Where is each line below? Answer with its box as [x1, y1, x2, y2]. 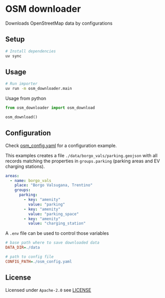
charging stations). [5, 163, 45, 170]
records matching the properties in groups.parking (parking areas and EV [5, 158, 160, 164]
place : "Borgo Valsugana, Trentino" [14, 183, 93, 188]
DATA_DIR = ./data [5, 245, 40, 250]
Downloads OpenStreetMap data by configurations [5, 20, 113, 26]
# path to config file [5, 254, 54, 259]
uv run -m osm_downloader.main [5, 86, 72, 91]
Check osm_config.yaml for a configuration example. [5, 142, 117, 148]
